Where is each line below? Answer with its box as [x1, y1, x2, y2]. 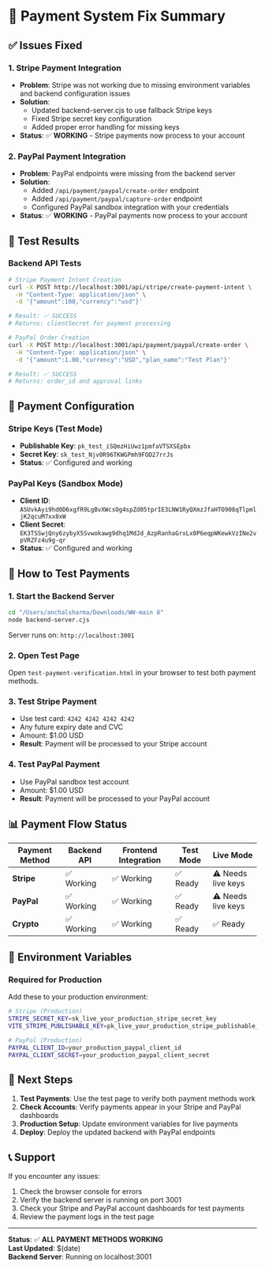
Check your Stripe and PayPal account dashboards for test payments [19, 1203, 244, 1213]
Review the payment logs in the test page [19, 1212, 155, 1222]
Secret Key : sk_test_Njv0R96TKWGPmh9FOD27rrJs [19, 450, 174, 459]
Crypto [12, 919, 39, 930]
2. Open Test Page [8, 650, 80, 661]
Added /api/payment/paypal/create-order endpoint [31, 186, 200, 195]
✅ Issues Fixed [8, 39, 83, 52]
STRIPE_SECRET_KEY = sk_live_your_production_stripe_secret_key [8, 1015, 217, 1023]
